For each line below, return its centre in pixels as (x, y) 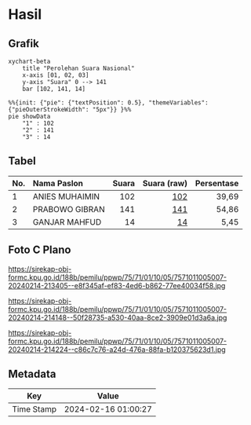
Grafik (24, 44)
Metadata (32, 374)
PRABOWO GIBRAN (69, 209)
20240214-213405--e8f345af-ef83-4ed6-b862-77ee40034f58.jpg (117, 285)
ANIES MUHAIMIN (66, 196)
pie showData (29, 116)
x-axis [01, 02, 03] (56, 75)
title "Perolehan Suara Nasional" (78, 68)
